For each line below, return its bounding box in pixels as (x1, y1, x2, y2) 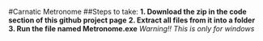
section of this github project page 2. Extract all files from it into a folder (8, 15, 256, 25)
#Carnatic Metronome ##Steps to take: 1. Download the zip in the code (8, 7, 247, 16)
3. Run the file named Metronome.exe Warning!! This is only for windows (8, 24, 255, 33)
